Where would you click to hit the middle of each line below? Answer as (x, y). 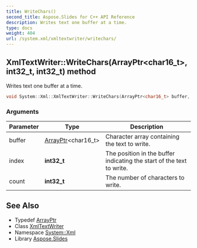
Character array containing (142, 137)
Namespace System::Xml (45, 232)
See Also (23, 206)
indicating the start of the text (146, 161)
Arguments (23, 111)
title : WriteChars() (31, 11)
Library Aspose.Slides (41, 239)
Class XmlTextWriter (39, 226)
